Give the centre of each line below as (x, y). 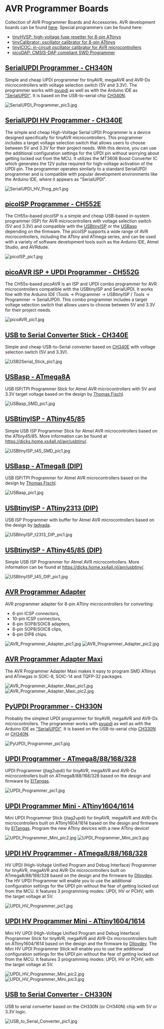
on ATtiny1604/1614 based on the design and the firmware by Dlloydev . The (81, 944)
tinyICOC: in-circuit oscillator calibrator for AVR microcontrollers (77, 47)
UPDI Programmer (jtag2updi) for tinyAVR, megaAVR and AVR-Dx (71, 771)
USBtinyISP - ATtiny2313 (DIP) (52, 508)
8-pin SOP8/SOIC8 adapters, (41, 623)
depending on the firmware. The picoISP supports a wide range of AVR (77, 232)
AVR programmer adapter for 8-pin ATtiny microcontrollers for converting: (80, 604)
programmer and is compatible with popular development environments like (81, 174)
